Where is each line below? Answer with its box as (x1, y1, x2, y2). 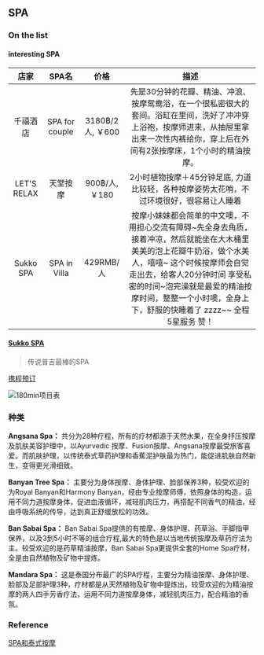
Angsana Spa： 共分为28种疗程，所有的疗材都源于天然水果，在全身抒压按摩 (8, 432, 256, 441)
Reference (8, 619, 49, 630)
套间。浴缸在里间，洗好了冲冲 (130, 109, 242, 120)
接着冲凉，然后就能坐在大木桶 (130, 234, 242, 245)
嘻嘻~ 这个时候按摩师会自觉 (147, 257, 250, 268)
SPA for (46, 116, 75, 127)
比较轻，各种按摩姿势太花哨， (130, 183, 242, 194)
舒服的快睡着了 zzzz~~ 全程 (146, 304, 250, 315)
